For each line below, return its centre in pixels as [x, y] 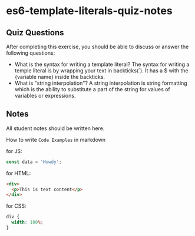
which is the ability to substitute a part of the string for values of [92, 89]
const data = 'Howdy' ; [34, 162]
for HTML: [19, 173]
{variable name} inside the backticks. [60, 77]
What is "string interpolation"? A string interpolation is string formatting [101, 83]
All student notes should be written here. [55, 128]
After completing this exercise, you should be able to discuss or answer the [97, 46]
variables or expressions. [45, 96]
